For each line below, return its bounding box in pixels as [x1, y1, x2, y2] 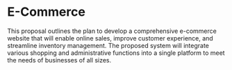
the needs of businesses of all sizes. [7, 56, 112, 64]
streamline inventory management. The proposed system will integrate [7, 41, 210, 49]
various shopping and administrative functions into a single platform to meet [7, 49, 225, 57]
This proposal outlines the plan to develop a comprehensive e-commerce [7, 27, 217, 35]
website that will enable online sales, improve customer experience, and [7, 34, 213, 42]
